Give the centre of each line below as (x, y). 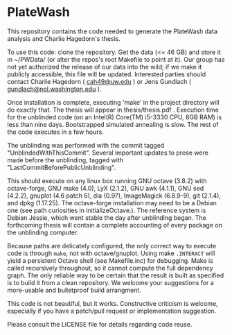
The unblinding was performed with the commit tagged (86, 145)
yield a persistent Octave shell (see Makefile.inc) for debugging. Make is (110, 260)
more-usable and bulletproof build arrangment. (74, 290)
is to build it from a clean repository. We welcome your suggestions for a (111, 282)
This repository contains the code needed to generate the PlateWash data (113, 31)
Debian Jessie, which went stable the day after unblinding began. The (107, 217)
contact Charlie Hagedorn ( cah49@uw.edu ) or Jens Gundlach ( (99, 81)
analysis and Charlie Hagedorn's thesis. (64, 38)
